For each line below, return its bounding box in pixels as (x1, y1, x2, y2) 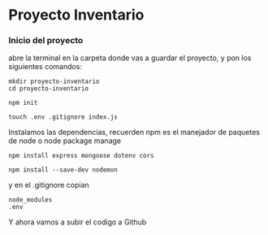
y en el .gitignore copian (8, 181, 89, 190)
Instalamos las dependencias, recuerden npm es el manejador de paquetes (8, 128, 260, 137)
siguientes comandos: (8, 62, 83, 72)
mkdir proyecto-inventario (8, 77, 100, 86)
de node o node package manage (8, 136, 122, 146)
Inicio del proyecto (8, 35, 84, 46)
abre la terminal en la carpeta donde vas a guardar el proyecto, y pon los (8, 53, 252, 63)
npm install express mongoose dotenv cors (8, 152, 154, 160)
